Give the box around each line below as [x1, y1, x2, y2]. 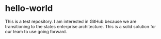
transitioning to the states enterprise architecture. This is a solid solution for [5, 23, 156, 29]
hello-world [5, 3, 53, 14]
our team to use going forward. [5, 29, 67, 34]
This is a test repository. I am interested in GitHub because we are [5, 19, 137, 24]
